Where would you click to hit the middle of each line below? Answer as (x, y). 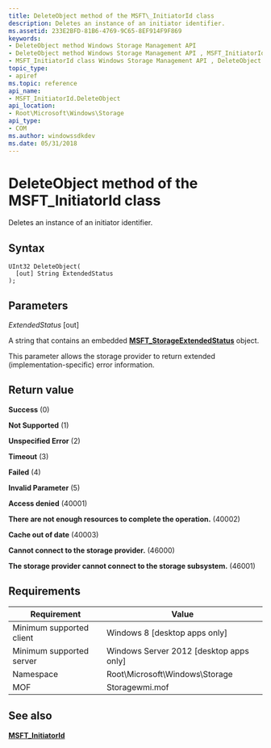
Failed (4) (25, 472)
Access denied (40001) (48, 503)
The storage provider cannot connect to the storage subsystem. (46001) (132, 566)
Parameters (38, 305)
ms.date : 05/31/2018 (43, 143)
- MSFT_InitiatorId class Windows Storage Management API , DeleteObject (135, 61)
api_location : (32, 106)
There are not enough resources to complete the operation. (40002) (124, 519)
